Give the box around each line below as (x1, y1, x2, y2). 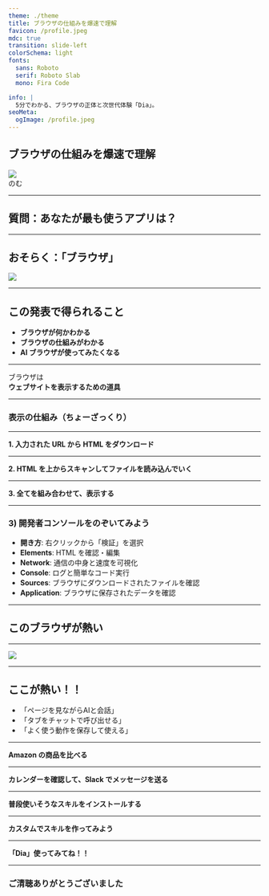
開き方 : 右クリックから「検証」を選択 (19, 537, 144, 547)
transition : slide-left (8, 42, 88, 50)
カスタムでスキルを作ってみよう (8, 824, 114, 833)
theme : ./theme (8, 11, 59, 20)
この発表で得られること (8, 304, 124, 318)
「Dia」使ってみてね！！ (8, 849, 90, 858)
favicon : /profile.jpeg (8, 26, 88, 35)
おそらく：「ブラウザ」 (8, 250, 119, 265)
